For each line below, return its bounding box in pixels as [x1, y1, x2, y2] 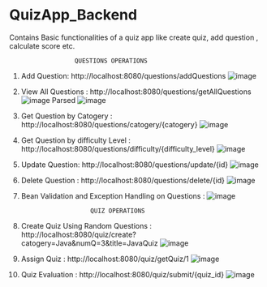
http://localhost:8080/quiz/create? [20, 229, 136, 239]
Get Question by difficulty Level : [20, 135, 131, 145]
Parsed [52, 95, 76, 105]
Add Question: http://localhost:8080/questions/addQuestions [20, 71, 226, 80]
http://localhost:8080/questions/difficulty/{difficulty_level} [20, 143, 216, 153]
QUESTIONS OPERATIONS [74, 57, 149, 65]
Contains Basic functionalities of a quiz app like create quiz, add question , [9, 32, 259, 42]
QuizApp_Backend [9, 6, 137, 24]
